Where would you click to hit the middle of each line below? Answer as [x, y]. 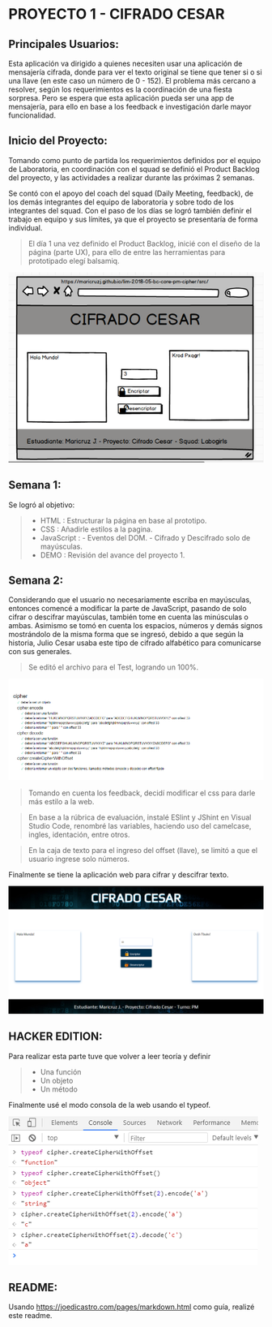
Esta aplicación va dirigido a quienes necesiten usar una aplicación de [125, 63]
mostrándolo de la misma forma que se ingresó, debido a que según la [126, 635]
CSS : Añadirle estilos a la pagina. [96, 529]
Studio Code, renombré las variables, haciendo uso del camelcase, [140, 825]
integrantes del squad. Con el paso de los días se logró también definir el [130, 210]
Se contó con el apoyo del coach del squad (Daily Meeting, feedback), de [131, 193]
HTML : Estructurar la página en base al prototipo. [123, 520]
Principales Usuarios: [64, 44]
